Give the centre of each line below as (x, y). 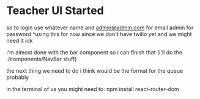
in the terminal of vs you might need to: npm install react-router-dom (93, 89)
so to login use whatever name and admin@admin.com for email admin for (100, 28)
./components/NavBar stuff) (42, 59)
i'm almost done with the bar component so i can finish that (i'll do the (94, 52)
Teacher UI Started (55, 11)
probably (18, 77)
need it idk (20, 40)
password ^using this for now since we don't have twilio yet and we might (99, 34)
